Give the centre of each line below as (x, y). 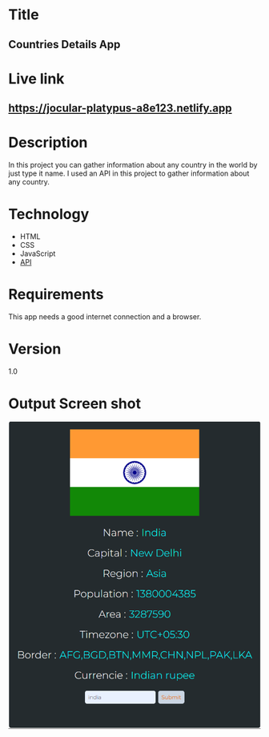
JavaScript (38, 253)
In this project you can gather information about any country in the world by (133, 165)
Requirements (56, 295)
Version (35, 349)
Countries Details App (64, 45)
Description (48, 143)
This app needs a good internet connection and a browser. (105, 316)
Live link (36, 79)
